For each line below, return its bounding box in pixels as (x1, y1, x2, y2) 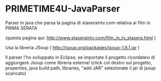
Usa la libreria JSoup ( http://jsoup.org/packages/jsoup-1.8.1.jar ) (5, 44, 140, 50)
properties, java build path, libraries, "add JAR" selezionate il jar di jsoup (5, 65, 156, 71)
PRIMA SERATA (5, 25, 37, 31)
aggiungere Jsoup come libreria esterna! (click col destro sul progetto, (5, 59, 152, 65)
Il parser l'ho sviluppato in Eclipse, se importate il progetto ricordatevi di (5, 54, 155, 60)
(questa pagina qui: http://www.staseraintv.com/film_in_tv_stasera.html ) (5, 35, 156, 41)
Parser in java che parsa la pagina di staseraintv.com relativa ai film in (5, 20, 151, 26)
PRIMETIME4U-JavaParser (5, 3, 120, 15)
